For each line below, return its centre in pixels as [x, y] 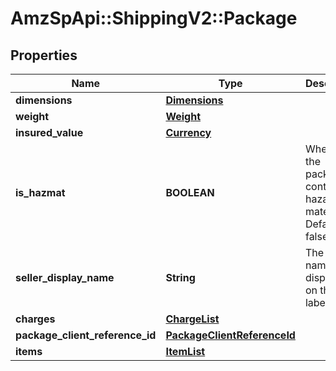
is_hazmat [40, 192]
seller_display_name [65, 277]
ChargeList [192, 319]
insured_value [49, 132]
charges [35, 319]
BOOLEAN [190, 192]
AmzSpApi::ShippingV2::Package [154, 18]
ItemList [185, 351]
